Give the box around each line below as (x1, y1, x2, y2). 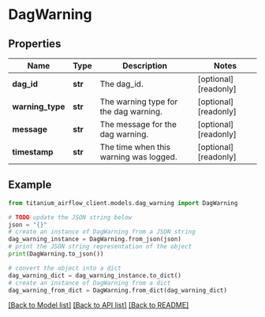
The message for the (99, 119, 177, 129)
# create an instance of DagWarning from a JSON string (8, 228, 196, 236)
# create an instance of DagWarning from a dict (8, 278, 171, 287)
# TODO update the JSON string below (8, 213, 132, 222)
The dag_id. (99, 79, 144, 89)
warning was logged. (99, 151, 177, 162)
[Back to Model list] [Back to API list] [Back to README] (8, 300, 189, 310)
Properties (8, 37, 62, 50)
